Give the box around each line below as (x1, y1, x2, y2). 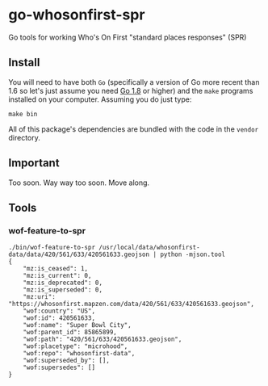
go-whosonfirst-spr (8, 6, 145, 24)
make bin (8, 110, 38, 118)
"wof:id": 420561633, (23, 314, 95, 322)
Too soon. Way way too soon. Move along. (8, 178, 150, 187)
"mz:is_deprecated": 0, (23, 279, 103, 287)
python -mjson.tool (160, 250, 226, 259)
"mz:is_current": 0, (23, 272, 92, 280)
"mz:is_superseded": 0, (23, 286, 103, 294)
